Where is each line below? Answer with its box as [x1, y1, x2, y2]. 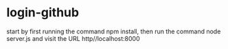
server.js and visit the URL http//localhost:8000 [6, 34, 140, 42]
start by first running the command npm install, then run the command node [6, 27, 221, 35]
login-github [6, 5, 80, 20]
